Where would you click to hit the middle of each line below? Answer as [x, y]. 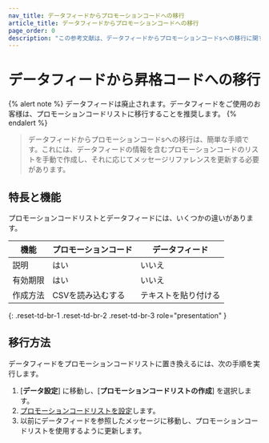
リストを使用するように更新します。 [86, 430]
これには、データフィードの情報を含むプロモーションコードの [143, 150]
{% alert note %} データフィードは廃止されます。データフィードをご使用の [131, 104]
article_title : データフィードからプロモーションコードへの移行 [104, 23]
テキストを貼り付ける [180, 295]
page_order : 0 [32, 30]
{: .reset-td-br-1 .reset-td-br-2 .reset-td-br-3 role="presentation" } [118, 316]
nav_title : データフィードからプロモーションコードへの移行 [96, 16]
